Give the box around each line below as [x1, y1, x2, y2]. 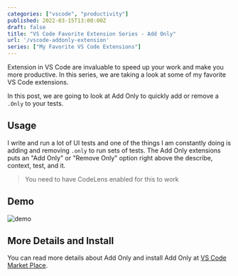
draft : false [7, 23, 46, 31]
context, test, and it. [7, 161, 66, 170]
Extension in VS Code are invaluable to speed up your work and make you [7, 63, 224, 71]
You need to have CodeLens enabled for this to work [24, 175, 179, 183]
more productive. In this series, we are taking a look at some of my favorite [7, 70, 226, 79]
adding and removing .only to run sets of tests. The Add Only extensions [7, 146, 222, 155]
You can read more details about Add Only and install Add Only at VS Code [7, 253, 227, 263]
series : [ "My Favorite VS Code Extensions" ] [7, 43, 141, 50]
